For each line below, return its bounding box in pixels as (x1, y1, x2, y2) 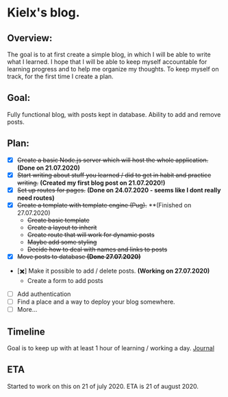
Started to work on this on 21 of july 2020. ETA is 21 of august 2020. (7, 382, 199, 390)
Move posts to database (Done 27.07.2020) (16, 252, 142, 260)
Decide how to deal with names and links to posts (27, 245, 168, 253)
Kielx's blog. (7, 5, 80, 21)
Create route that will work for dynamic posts (27, 230, 155, 238)
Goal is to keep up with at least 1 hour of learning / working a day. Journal (7, 343, 214, 352)
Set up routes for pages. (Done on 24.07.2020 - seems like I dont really (16, 185, 221, 194)
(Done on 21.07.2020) (16, 163, 80, 172)
